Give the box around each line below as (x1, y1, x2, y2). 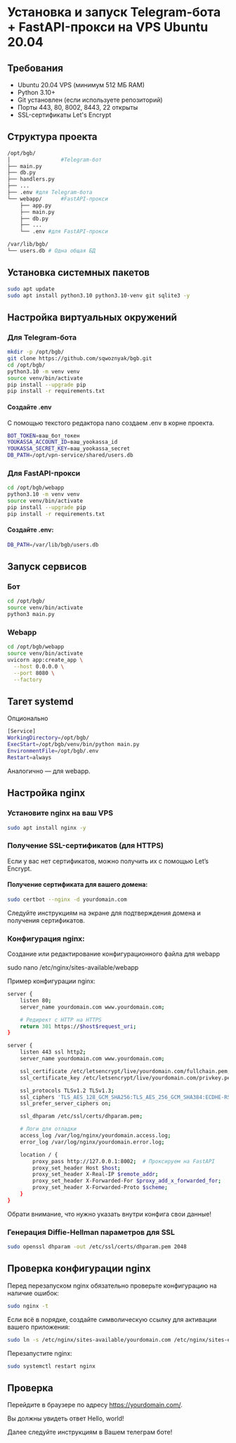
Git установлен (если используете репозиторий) (17, 96, 163, 104)
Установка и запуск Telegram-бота (7, 4, 221, 20)
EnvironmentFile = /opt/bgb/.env (7, 748, 99, 755)
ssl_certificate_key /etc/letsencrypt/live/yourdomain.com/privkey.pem (20, 1074, 234, 1082)
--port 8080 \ (13, 669, 55, 676)
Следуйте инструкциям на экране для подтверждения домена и (7, 909, 202, 917)
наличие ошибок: (7, 1288, 60, 1297)
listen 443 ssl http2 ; (20, 1048, 86, 1056)
